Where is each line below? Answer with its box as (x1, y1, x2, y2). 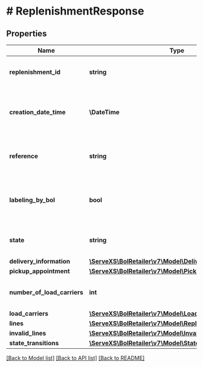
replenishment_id (9, 68, 61, 76)
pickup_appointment (9, 267, 71, 275)
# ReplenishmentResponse (6, 4, 144, 18)
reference (9, 152, 38, 160)
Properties (6, 28, 47, 39)
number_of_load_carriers (9, 288, 83, 296)
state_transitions (9, 339, 59, 347)
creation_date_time (9, 108, 66, 116)
